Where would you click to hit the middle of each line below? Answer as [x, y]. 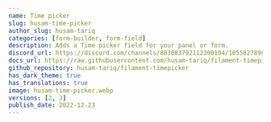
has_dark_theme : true [45, 75]
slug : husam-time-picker [50, 23]
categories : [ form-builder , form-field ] [77, 38]
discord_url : [30, 53]
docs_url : [25, 61]
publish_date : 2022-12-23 [52, 105]
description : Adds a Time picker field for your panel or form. [119, 46]
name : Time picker [39, 16]
